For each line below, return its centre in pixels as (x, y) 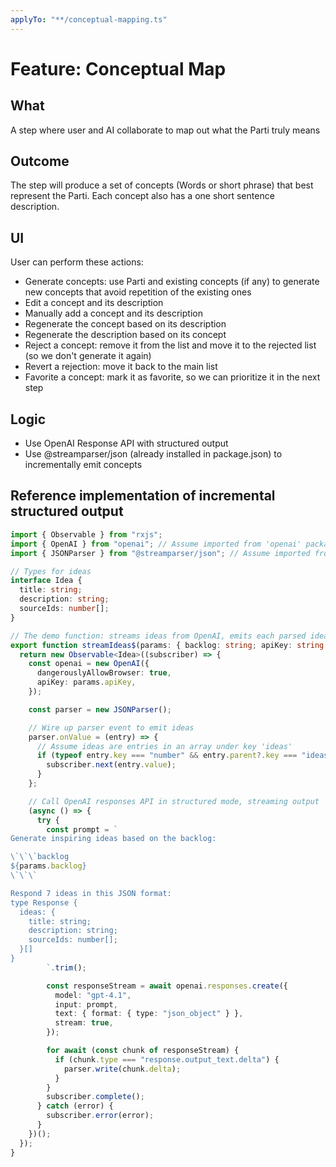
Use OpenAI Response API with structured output (126, 443)
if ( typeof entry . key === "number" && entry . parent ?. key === (167, 756)
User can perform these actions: (77, 262)
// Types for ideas (51, 571)
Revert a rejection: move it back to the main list (121, 367)
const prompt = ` (82, 829)
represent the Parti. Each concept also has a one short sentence (142, 196)
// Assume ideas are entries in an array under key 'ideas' (164, 746)
